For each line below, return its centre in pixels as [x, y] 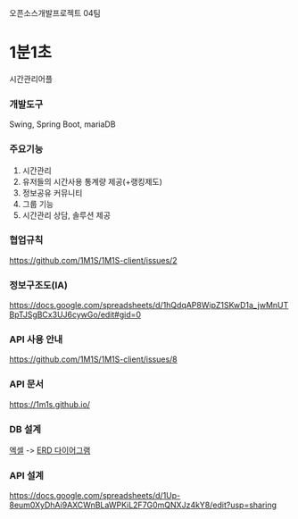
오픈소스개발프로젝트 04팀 [55, 13]
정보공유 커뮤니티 [52, 193]
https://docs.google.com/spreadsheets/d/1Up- [95, 496]
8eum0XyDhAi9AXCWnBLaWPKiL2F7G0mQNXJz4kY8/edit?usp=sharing [143, 505]
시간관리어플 [31, 79]
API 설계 [27, 475]
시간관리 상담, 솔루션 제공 [66, 215]
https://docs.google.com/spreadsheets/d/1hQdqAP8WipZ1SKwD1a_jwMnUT [149, 306]
